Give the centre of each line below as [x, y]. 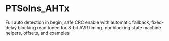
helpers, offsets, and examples [38, 33]
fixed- [158, 22]
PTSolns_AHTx [38, 9]
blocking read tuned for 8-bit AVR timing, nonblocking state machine [89, 27]
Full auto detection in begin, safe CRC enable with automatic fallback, [78, 22]
